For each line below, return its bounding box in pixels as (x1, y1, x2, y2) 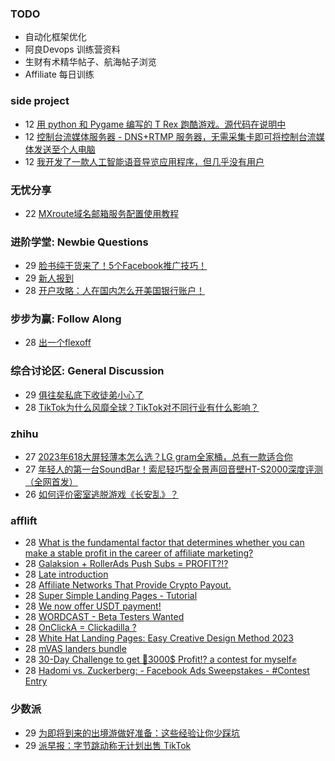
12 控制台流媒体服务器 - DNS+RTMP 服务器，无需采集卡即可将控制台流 (24, 130, 317, 142)
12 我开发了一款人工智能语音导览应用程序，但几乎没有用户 (24, 155, 265, 167)
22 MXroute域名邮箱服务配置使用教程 (24, 207, 180, 219)
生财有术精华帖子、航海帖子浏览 (24, 56, 157, 68)
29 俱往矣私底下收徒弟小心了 (24, 388, 144, 401)
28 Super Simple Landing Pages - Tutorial (24, 590, 198, 602)
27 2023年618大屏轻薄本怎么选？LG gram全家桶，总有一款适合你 (24, 451, 293, 463)
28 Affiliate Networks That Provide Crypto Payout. (24, 579, 232, 591)
